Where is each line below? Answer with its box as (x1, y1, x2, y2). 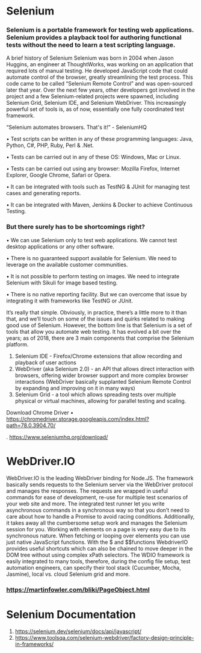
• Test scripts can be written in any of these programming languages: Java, (6, 136, 194, 143)
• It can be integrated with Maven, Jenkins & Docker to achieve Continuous (6, 201, 193, 208)
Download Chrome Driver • (6, 408, 74, 416)
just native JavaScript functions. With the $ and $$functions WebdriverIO (6, 538, 188, 546)
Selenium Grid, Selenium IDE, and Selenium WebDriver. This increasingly (6, 99, 187, 107)
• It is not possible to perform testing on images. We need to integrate (6, 272, 179, 280)
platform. (6, 340, 29, 348)
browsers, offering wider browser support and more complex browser (14, 372, 188, 379)
